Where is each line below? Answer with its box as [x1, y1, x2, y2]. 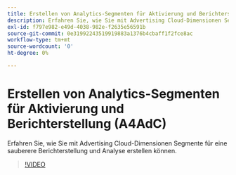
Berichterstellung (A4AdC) [7, 116, 167, 132]
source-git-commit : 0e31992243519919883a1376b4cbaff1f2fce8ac [7, 30, 193, 37]
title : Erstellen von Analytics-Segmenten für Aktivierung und [7, 10, 197, 18]
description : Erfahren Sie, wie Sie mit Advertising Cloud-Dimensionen [7, 17, 221, 24]
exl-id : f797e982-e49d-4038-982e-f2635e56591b [7, 23, 146, 30]
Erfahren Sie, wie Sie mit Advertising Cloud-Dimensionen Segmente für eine [7, 138, 228, 148]
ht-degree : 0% [7, 50, 49, 57]
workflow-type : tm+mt [7, 37, 71, 44]
